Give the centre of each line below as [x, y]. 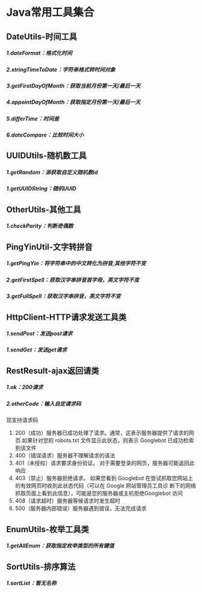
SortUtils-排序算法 [41, 566]
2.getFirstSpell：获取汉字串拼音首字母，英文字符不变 [73, 280]
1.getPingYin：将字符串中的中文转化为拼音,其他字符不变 [76, 263]
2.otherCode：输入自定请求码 [44, 404]
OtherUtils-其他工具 [44, 209]
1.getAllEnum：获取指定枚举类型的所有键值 [60, 546]
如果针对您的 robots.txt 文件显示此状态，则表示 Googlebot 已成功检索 [108, 440]
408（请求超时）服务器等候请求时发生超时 [68, 501]
